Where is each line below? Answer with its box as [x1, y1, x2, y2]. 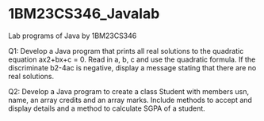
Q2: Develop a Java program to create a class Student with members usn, [8, 86, 250, 96]
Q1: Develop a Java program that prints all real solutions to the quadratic [8, 46, 244, 55]
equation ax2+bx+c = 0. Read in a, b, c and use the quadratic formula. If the [8, 55, 256, 64]
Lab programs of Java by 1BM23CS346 [8, 31, 137, 40]
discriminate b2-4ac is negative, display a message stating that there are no [8, 62, 257, 72]
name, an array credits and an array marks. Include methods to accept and [8, 95, 252, 104]
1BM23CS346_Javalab [8, 5, 160, 23]
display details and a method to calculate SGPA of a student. [8, 104, 206, 113]
